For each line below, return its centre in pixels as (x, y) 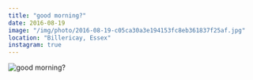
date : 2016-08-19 (37, 23)
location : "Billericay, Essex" (60, 38)
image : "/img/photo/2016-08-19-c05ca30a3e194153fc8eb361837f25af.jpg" (127, 30)
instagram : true (35, 45)
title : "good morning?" (47, 15)
